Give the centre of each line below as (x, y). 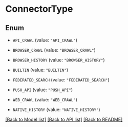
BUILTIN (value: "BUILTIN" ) (40, 70)
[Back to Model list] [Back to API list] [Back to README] (64, 119)
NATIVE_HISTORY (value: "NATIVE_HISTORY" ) (57, 110)
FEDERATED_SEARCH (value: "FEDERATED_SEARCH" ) (61, 80)
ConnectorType (39, 9)
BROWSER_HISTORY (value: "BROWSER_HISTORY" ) (59, 60)
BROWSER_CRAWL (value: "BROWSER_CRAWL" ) (54, 50)
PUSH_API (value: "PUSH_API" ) (43, 90)
